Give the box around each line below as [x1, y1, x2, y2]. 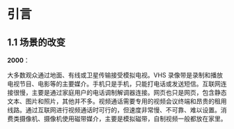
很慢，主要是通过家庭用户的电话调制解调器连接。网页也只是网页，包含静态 [13, 89, 227, 96]
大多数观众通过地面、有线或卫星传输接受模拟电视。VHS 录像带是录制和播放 [7, 71, 223, 79]
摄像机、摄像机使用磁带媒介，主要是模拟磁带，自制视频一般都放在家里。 [19, 114, 227, 123]
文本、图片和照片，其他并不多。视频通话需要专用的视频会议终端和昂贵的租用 [7, 97, 227, 105]
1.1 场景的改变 [7, 36, 66, 48]
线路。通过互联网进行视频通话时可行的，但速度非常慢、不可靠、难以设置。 [7, 106, 221, 114]
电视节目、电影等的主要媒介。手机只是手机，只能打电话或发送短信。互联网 [7, 79, 221, 88]
